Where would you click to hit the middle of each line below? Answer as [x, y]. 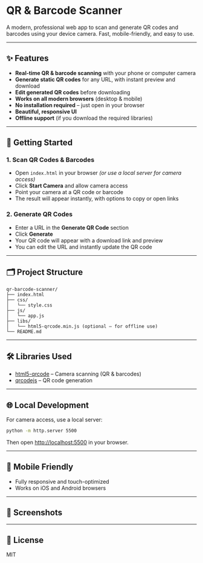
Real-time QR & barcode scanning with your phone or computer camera [105, 73]
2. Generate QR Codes [40, 214]
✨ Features [27, 58]
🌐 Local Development [48, 405]
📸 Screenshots [34, 513]
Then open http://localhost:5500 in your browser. [67, 443]
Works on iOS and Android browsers [60, 488]
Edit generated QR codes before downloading [72, 92]
